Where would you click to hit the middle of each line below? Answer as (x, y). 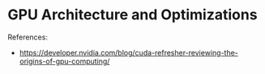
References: (28, 37)
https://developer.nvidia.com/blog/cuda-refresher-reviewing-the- (128, 52)
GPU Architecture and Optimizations (132, 15)
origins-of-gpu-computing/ (64, 61)
